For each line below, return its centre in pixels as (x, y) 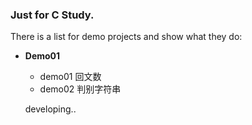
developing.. (50, 109)
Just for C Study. (52, 15)
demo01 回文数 (70, 77)
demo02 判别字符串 (80, 89)
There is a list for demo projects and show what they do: (126, 37)
